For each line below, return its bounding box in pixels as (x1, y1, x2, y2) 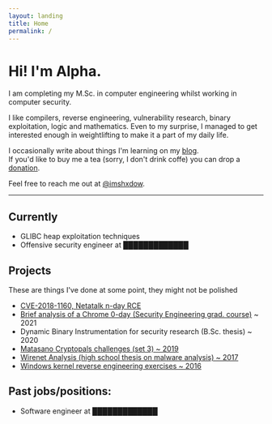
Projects (8, 263, 52, 277)
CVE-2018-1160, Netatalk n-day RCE (19, 301, 142, 311)
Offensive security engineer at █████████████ (19, 240, 189, 250)
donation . (8, 163, 40, 173)
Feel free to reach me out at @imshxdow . (8, 179, 146, 189)
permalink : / (8, 27, 53, 35)
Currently (8, 210, 58, 224)
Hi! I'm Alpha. (8, 62, 102, 80)
